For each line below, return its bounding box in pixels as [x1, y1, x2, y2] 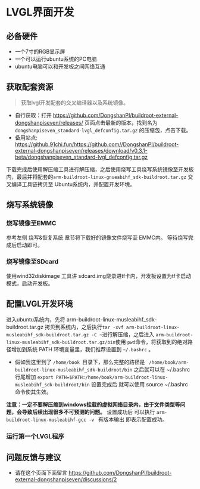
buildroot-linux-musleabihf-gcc [6, 417, 86, 423]
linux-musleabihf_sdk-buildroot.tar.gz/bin [6, 339, 116, 345]
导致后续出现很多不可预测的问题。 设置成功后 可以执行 [21, 408, 155, 415]
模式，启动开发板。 [6, 280, 54, 287]
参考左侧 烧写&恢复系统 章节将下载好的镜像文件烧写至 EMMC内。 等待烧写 [6, 234, 189, 241]
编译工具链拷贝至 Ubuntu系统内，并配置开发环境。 [11, 180, 136, 188]
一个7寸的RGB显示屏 [14, 48, 65, 55]
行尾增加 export [14, 373, 54, 380]
